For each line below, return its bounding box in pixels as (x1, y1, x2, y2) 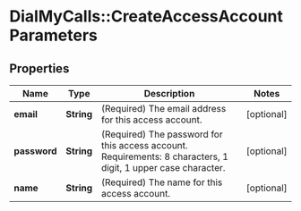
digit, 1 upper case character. (101, 162, 226, 173)
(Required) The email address (101, 103, 227, 114)
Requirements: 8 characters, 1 (101, 150, 228, 163)
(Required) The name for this (101, 176, 223, 189)
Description (143, 88, 195, 99)
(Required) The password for (101, 128, 223, 140)
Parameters (9, 25, 99, 46)
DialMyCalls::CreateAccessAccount (9, 6, 284, 27)
